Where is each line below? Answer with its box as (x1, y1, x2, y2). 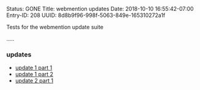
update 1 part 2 (15, 71, 54, 78)
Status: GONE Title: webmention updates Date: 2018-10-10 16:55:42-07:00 (6, 5, 194, 12)
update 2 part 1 (15, 77, 54, 85)
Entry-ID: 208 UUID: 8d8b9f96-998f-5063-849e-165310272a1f (6, 12, 166, 19)
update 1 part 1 (15, 64, 53, 72)
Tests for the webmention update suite (6, 24, 104, 30)
